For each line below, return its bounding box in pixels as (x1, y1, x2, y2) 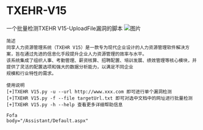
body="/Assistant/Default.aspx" (6, 117, 88, 124)
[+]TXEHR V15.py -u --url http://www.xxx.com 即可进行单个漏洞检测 (6, 88, 172, 95)
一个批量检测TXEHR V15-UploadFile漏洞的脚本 (6, 24, 123, 32)
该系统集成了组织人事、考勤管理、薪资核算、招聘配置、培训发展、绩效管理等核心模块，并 (6, 57, 197, 63)
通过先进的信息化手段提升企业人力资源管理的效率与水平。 (24, 51, 148, 57)
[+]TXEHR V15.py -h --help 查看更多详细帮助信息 (6, 101, 123, 107)
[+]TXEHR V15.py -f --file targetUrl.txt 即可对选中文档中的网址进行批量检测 (6, 95, 193, 101)
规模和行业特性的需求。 (6, 70, 57, 76)
